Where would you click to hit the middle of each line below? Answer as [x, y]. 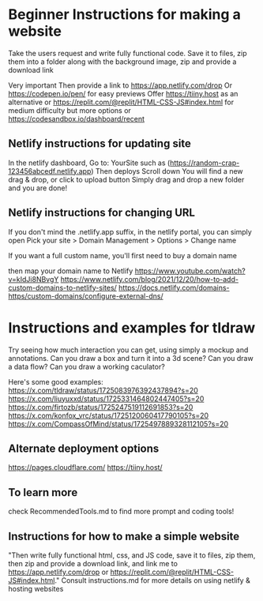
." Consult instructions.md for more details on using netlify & [152, 580]
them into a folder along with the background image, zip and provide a [122, 62]
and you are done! [38, 188]
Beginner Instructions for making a [124, 15]
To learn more [43, 492]
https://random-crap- [205, 163]
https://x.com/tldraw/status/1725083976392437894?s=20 [103, 390]
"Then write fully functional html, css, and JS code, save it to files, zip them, [132, 555]
